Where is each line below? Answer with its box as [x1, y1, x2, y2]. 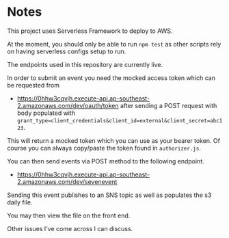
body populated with [16, 109, 76, 117]
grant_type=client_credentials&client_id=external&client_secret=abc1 [16, 117, 223, 124]
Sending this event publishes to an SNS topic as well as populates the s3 [7, 191, 212, 199]
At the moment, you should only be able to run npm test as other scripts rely [7, 40, 221, 48]
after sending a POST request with [120, 101, 217, 109]
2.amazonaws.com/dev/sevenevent [16, 177, 118, 185]
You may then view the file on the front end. [7, 211, 131, 220]
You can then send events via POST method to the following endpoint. [7, 157, 204, 165]
